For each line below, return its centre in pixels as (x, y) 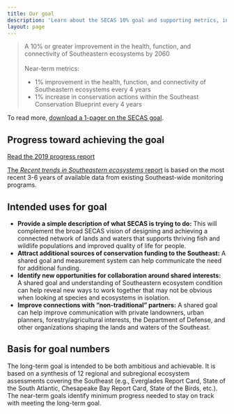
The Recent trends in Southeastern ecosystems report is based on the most (116, 170)
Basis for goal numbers (58, 349)
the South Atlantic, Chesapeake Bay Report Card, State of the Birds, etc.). (112, 388)
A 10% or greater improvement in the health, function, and (108, 47)
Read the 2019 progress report (51, 157)
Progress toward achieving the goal (86, 140)
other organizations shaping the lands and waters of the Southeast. (114, 327)
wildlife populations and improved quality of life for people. (102, 246)
